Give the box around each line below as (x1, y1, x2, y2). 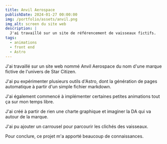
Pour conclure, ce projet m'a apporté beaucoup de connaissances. (5, 133, 144, 139)
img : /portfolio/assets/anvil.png (5, 17, 78, 22)
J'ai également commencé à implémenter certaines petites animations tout (5, 93, 160, 99)
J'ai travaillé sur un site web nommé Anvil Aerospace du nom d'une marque (5, 63, 162, 69)
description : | (5, 26, 37, 31)
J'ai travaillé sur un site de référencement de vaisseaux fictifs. (10, 31, 156, 36)
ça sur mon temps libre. (5, 98, 54, 104)
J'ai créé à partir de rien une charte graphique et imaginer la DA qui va (5, 108, 151, 114)
